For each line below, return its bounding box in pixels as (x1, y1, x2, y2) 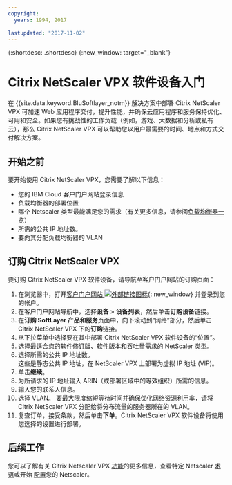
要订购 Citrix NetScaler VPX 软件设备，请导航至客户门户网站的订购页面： (8, 275, 215, 284)
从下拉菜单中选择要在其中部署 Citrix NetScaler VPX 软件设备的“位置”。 (17, 333, 219, 341)
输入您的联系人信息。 (17, 385, 79, 393)
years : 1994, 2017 (14, 17, 68, 24)
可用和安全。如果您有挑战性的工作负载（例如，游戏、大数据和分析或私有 (8, 116, 213, 125)
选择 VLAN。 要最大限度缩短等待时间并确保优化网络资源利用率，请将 (17, 394, 213, 402)
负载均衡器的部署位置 (17, 199, 79, 207)
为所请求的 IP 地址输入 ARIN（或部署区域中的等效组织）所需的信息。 (17, 376, 213, 385)
